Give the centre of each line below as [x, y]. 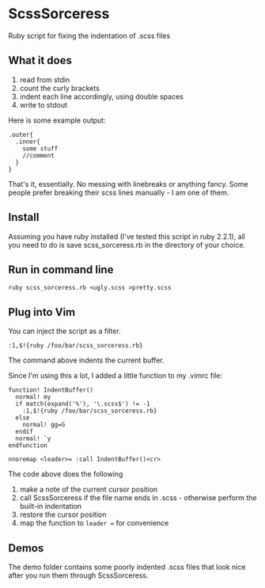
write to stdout [44, 104]
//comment [39, 155]
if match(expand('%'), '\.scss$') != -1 [83, 404]
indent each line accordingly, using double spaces [101, 97]
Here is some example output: [57, 120]
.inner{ [28, 142]
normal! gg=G [44, 425]
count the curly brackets [60, 88]
